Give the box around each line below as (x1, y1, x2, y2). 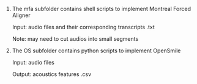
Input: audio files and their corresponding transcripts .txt (12, 24, 155, 30)
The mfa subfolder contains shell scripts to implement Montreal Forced (12, 5, 191, 12)
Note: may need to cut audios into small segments (12, 35, 139, 42)
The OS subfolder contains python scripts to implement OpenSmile (12, 47, 181, 54)
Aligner (12, 12, 31, 19)
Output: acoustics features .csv (12, 71, 92, 78)
